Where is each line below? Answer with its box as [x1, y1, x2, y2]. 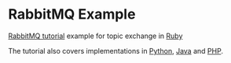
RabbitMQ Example [8, 5, 136, 23]
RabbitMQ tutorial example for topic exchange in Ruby [8, 31, 183, 40]
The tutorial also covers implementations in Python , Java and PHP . [8, 46, 224, 55]
